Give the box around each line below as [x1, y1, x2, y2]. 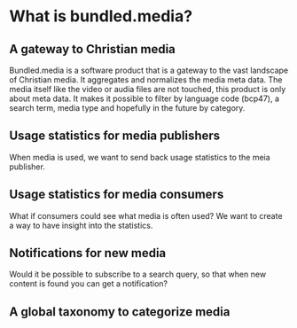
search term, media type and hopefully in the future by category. [9, 103, 246, 113]
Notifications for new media [9, 246, 167, 261]
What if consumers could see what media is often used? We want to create [9, 210, 283, 221]
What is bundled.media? [9, 6, 193, 27]
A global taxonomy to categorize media [9, 304, 231, 319]
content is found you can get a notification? [9, 278, 168, 289]
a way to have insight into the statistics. [9, 220, 153, 230]
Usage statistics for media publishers [9, 129, 221, 144]
